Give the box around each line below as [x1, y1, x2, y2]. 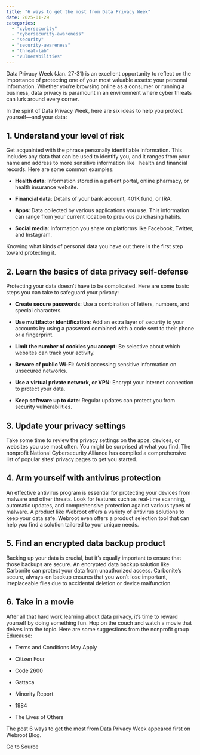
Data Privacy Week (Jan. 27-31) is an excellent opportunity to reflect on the [6, 70, 192, 77]
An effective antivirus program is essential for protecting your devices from [6, 489, 191, 496]
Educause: [6, 632, 33, 639]
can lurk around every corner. [6, 95, 79, 103]
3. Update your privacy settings [6, 420, 127, 431]
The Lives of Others [14, 713, 64, 720]
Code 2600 [14, 667, 43, 674]
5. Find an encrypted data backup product [6, 538, 166, 549]
